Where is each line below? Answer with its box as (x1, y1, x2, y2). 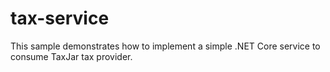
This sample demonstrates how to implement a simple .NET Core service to (10, 40, 321, 52)
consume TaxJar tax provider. (10, 50, 133, 62)
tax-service (10, 7, 110, 30)
